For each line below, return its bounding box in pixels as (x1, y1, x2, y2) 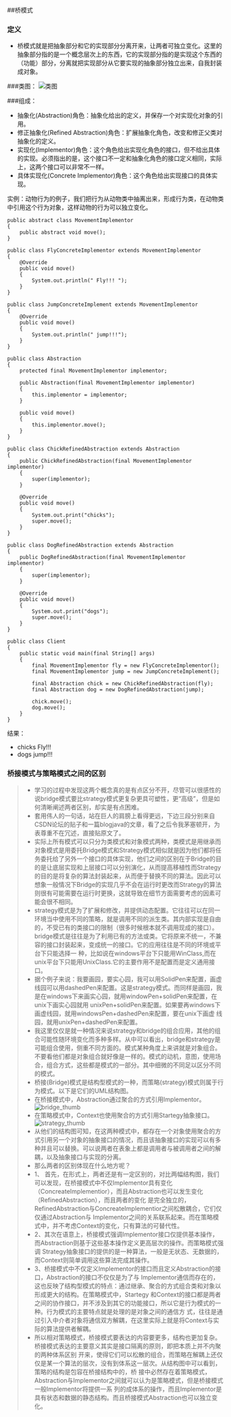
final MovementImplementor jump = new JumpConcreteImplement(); (32, 668, 220, 675)
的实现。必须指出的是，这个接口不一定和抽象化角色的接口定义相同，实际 (16, 154, 222, 163)
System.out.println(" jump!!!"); (32, 331, 128, 338)
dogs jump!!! (16, 750, 53, 758)
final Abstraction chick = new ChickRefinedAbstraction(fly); (32, 680, 214, 688)
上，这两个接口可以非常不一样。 (16, 163, 108, 171)
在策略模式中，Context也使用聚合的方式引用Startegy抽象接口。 (34, 1111, 214, 1119)
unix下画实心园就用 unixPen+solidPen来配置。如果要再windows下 (34, 1000, 221, 1009)
